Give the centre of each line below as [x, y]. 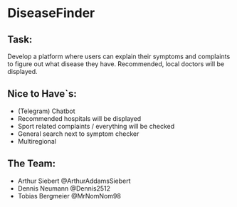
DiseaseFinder [51, 13]
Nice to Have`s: [42, 94]
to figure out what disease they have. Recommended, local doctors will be [116, 64]
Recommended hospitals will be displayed [79, 118]
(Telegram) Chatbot [47, 111]
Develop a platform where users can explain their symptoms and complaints [119, 56]
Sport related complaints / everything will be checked [96, 126]
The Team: [32, 164]
